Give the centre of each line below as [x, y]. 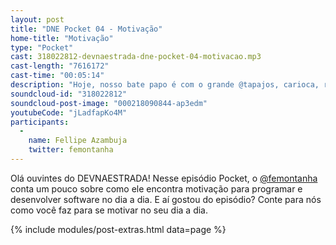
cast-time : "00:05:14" [57, 76]
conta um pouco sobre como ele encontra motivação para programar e [156, 188]
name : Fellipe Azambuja [78, 141]
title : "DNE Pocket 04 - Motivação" [86, 29]
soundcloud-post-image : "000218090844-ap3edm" [109, 103]
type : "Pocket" [42, 47]
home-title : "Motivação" [62, 38]
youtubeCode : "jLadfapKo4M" [69, 112]
